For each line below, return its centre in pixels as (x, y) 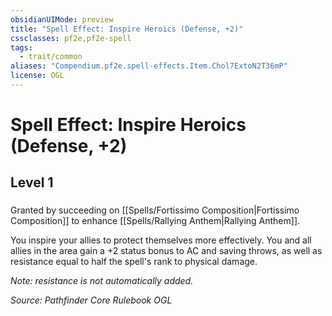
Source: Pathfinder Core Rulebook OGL (91, 300)
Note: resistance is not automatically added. (102, 281)
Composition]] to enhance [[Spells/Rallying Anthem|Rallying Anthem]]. (155, 221)
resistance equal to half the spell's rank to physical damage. (134, 262)
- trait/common (51, 57)
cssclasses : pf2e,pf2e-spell (71, 38)
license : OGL (37, 76)
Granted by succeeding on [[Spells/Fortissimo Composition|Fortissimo (155, 210)
